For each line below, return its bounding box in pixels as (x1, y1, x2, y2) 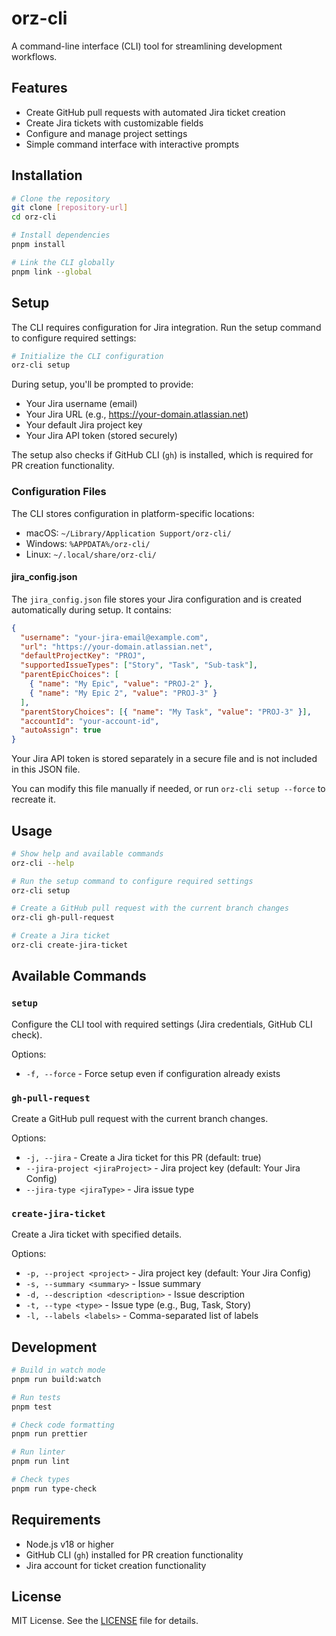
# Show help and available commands (11, 848, 164, 859)
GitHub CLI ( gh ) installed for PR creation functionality (25, 1548, 244, 1561)
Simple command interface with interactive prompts (25, 138, 240, 150)
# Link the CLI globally (11, 257, 115, 267)
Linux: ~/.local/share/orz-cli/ (25, 548, 157, 560)
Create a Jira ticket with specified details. (11, 1228, 183, 1241)
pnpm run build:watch (11, 1374, 102, 1384)
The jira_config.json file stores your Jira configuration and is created (11, 593, 303, 605)
